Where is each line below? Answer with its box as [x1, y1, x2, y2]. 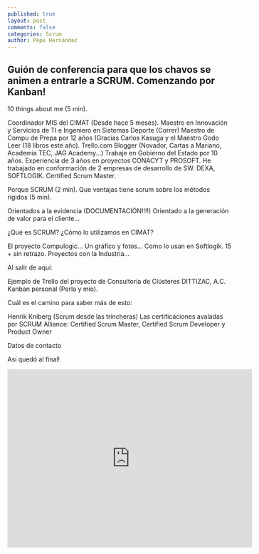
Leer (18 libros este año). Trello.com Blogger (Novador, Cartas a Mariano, [7, 140, 222, 150]
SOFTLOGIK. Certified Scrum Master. [7, 171, 116, 180]
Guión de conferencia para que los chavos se [7, 63, 211, 76]
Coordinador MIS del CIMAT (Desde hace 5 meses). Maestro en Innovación [7, 118, 228, 127]
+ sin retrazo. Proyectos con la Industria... [7, 249, 130, 257]
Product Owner [7, 327, 52, 336]
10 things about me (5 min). [7, 104, 88, 113]
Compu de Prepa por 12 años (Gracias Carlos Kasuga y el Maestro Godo [7, 133, 219, 142]
